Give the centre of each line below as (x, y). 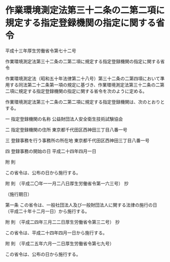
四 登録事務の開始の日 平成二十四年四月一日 (51, 151)
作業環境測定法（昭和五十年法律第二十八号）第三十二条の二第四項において (83, 78)
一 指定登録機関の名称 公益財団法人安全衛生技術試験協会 (64, 119)
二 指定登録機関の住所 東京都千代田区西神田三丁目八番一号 (66, 129)
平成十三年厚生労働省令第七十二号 (41, 51)
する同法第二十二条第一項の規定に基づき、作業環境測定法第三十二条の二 (85, 84)
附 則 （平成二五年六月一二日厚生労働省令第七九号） (60, 243)
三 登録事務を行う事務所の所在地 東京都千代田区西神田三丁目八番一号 (77, 140)
